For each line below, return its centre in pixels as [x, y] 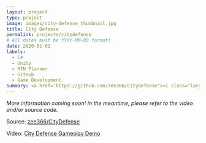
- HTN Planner [30, 69]
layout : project [27, 12]
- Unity [22, 63]
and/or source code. [32, 110]
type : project [25, 18]
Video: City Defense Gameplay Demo [53, 133]
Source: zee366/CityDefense [43, 122]
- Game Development [37, 80]
